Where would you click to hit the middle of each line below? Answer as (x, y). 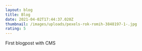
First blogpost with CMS (30, 43)
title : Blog (18, 15)
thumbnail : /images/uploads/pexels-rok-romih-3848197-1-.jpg (71, 24)
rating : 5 (16, 29)
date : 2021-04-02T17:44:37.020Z (39, 19)
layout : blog (19, 10)
